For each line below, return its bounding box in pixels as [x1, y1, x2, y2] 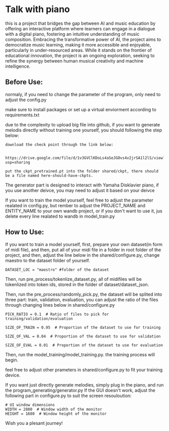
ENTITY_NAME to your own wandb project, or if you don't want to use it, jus [5, 208, 162, 214]
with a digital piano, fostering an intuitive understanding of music [5, 31, 140, 37]
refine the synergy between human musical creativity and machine [5, 58, 143, 64]
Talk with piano [5, 4, 70, 15]
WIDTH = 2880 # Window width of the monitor [5, 407, 102, 412]
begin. [5, 357, 19, 363]
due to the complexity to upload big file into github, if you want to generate [5, 121, 160, 127]
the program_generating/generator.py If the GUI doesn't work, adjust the [5, 387, 155, 393]
